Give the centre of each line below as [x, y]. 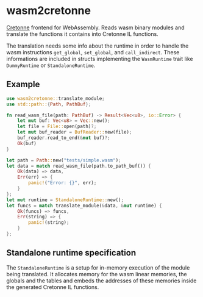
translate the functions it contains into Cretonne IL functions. [82, 34]
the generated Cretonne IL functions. [53, 287]
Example [23, 84]
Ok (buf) [27, 143]
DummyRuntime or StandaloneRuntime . [51, 65]
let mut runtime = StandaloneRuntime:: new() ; [65, 200]
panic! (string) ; [49, 223]
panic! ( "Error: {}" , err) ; [62, 183]
